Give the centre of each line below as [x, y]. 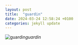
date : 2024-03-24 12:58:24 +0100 [39, 19]
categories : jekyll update [33, 23]
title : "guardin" [24, 14]
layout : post [18, 10]
